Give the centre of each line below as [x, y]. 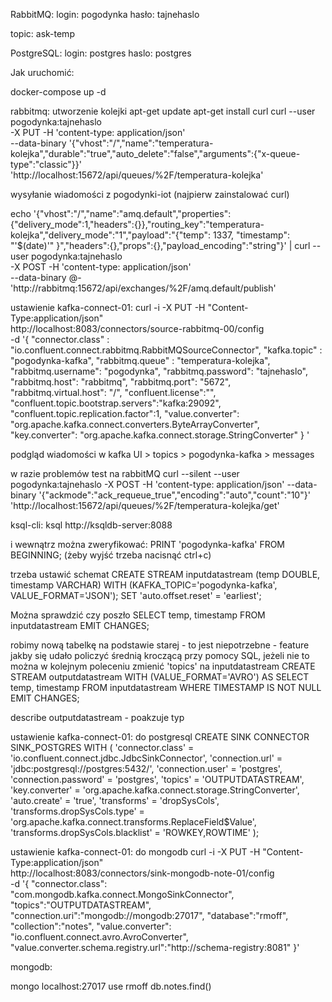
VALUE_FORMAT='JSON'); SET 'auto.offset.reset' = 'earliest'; [136, 595]
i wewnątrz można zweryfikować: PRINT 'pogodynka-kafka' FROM [148, 544]
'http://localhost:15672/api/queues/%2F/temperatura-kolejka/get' [145, 505]
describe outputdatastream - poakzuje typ [97, 717]
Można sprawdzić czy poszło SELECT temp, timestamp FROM [138, 615]
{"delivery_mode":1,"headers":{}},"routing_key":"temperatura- [137, 224]
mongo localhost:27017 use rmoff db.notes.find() [111, 986]
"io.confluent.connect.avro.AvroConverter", [99, 937]
